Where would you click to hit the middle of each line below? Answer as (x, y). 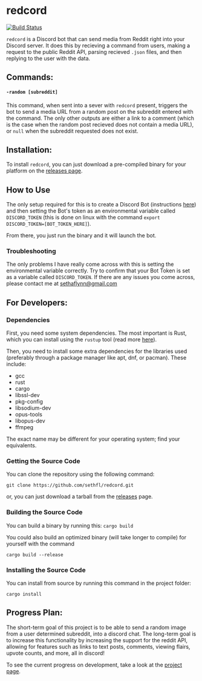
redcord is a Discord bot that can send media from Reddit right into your (96, 39)
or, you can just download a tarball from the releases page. (80, 496)
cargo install (24, 594)
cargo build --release (35, 554)
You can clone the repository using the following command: (80, 474)
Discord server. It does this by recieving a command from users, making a (98, 45)
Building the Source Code (44, 512)
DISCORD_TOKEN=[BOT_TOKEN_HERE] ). (49, 224)
